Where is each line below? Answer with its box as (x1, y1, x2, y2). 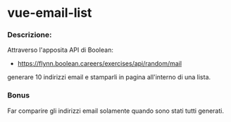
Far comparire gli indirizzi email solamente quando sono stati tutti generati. (7, 107, 224, 115)
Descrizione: (7, 30, 52, 40)
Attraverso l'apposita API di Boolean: (7, 46, 114, 54)
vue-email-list (7, 5, 92, 21)
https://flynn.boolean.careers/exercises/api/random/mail (17, 60, 182, 68)
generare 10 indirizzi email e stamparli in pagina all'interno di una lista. (7, 73, 211, 81)
